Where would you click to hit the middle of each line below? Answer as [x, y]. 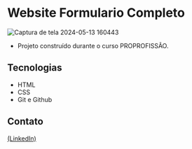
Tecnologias [35, 68]
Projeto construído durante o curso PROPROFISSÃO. [93, 45]
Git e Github [35, 99]
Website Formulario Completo [96, 13]
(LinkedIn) [22, 139]
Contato [25, 121]
